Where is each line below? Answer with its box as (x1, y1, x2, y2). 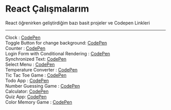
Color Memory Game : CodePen (5, 99, 72, 105)
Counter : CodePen (5, 45, 46, 51)
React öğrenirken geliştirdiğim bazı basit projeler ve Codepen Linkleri (5, 20, 150, 26)
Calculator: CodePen (5, 88, 49, 94)
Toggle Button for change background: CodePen (5, 40, 107, 46)
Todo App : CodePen (5, 77, 49, 84)
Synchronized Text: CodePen (5, 56, 67, 62)
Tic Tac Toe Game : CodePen (5, 72, 67, 78)
